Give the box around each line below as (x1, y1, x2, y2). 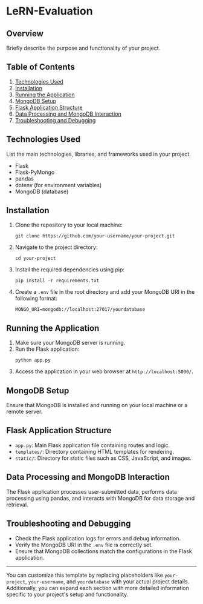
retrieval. (6, 501, 28, 508)
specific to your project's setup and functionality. (6, 591, 129, 598)
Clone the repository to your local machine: (14, 221, 123, 228)
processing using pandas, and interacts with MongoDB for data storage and (6, 494, 195, 502)
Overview (6, 28, 44, 39)
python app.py (14, 357, 51, 363)
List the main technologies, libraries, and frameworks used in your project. (6, 150, 192, 158)
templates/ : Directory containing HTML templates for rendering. (14, 448, 175, 455)
